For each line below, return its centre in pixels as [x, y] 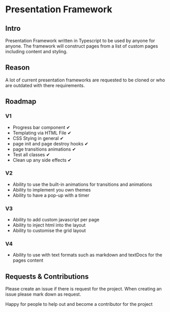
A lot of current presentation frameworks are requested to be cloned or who [85, 80]
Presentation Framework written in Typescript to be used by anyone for [80, 40]
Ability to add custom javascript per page [56, 220]
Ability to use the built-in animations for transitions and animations [82, 184]
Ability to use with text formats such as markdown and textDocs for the [87, 255]
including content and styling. [37, 51]
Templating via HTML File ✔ [42, 133]
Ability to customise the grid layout [49, 231]
